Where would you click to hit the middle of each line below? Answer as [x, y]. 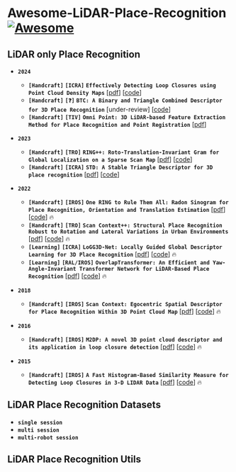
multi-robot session [48, 437]
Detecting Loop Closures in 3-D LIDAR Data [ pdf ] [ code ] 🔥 [115, 382]
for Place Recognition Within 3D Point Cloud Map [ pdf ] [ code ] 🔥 [124, 311]
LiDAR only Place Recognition [74, 54]
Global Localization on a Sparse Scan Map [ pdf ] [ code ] [110, 159]
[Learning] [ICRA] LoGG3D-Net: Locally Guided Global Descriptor [125, 247]
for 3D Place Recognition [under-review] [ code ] [100, 109]
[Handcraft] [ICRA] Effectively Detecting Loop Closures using [122, 86]
